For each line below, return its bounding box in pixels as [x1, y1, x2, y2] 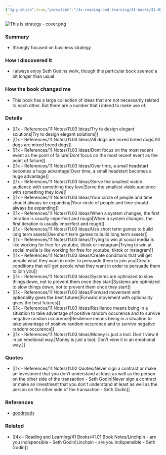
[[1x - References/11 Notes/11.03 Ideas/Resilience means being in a [12, 305, 148, 311]
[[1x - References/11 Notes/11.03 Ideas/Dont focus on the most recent [12, 147, 153, 153]
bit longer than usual [12, 73, 54, 79]
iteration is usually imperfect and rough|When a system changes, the [12, 215, 153, 221]
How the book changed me [5, 86, 71, 93]
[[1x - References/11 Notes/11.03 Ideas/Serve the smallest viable [12, 178, 142, 184]
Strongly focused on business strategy [12, 44, 91, 50]
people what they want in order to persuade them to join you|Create [12, 257, 151, 263]
